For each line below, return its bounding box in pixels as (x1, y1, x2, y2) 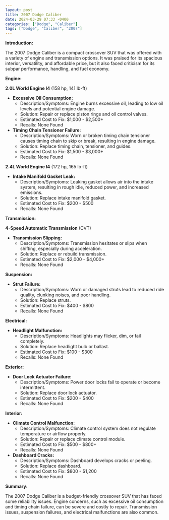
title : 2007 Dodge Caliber (5, 12, 62, 17)
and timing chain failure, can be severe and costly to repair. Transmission (5, 504, 157, 510)
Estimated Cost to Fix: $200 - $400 (20, 395, 94, 401)
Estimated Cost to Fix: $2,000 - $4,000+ (20, 256, 105, 263)
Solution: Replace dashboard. (20, 463, 82, 469)
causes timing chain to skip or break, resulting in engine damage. (20, 138, 156, 144)
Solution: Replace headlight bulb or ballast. (20, 344, 109, 350)
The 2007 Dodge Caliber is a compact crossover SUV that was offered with (5, 50, 162, 56)
